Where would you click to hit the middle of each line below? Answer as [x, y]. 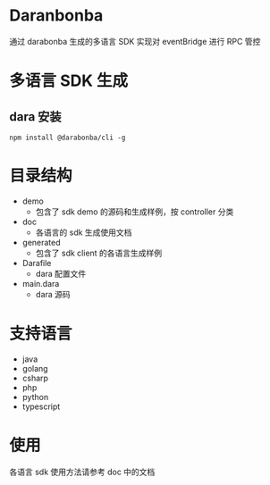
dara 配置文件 [61, 273]
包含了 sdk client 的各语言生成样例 [99, 253]
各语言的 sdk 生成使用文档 [84, 232]
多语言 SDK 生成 [68, 81]
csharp [35, 378]
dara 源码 [53, 294]
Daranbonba [56, 16]
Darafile [37, 263]
